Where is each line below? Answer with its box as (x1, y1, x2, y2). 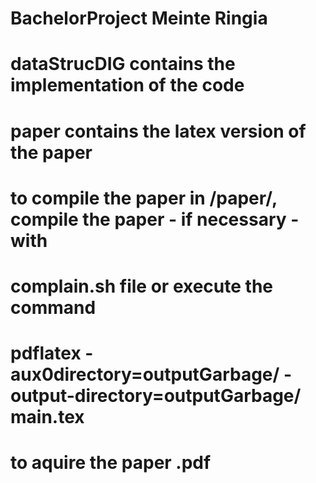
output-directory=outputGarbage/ (10, 385, 302, 407)
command (10, 296, 97, 319)
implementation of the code (10, 74, 245, 97)
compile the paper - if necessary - (10, 208, 300, 231)
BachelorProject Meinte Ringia (10, 7, 268, 30)
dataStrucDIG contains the (10, 53, 236, 76)
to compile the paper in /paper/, (10, 187, 278, 209)
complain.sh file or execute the (10, 275, 273, 297)
